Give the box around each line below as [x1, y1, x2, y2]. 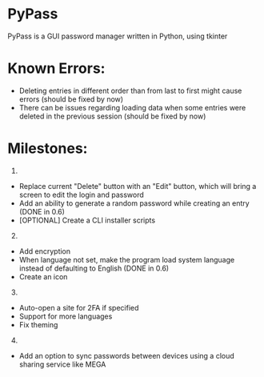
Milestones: [7, 139, 88, 158]
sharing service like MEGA [18, 359, 106, 369]
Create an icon [18, 271, 68, 281]
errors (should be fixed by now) [18, 94, 124, 104]
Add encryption [18, 246, 71, 256]
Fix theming [18, 319, 58, 329]
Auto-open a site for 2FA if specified [18, 303, 139, 312]
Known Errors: [7, 59, 106, 78]
